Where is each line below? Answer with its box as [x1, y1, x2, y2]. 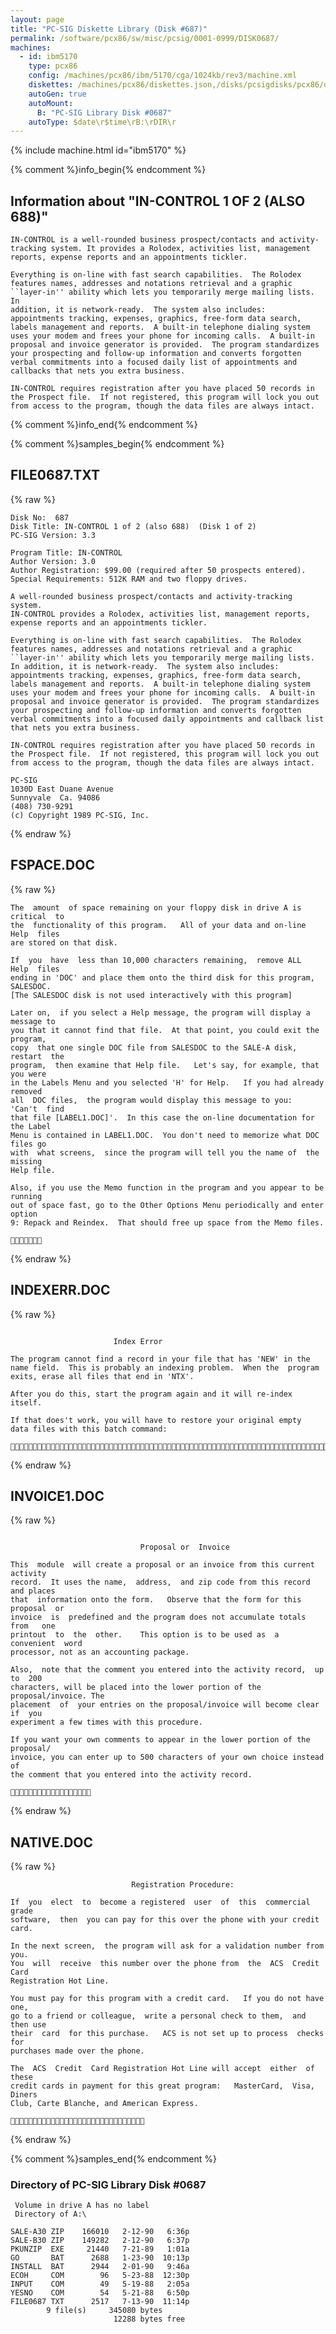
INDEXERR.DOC [10, 1282, 111, 1299]
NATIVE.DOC [10, 1834, 94, 1851]
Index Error [113, 1336, 163, 1346]
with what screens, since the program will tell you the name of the [10, 1147, 320, 1158]
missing [10, 1156, 43, 1166]
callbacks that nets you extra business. [10, 366, 186, 376]
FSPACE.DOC [10, 857, 95, 874]
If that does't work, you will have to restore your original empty [10, 1415, 302, 1425]
